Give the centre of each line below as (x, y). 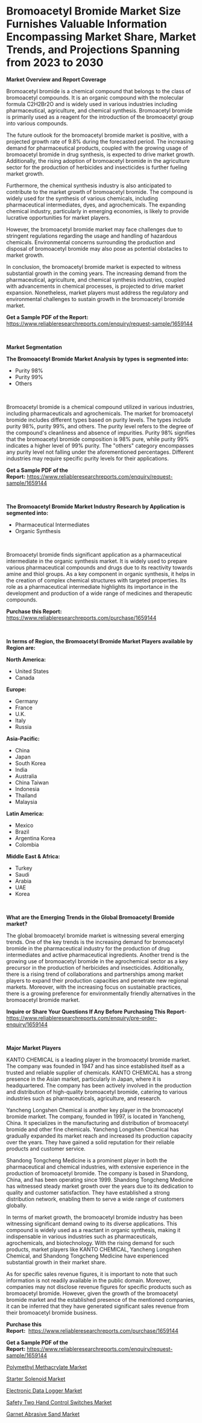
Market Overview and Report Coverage (56, 79)
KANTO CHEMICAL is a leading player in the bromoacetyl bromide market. (99, 1060)
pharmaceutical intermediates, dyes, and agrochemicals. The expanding (96, 205)
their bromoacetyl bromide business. (52, 1312)
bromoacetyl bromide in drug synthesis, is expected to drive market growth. (100, 154)
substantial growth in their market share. (56, 1262)
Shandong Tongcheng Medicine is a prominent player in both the (87, 1160)
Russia (23, 727)
